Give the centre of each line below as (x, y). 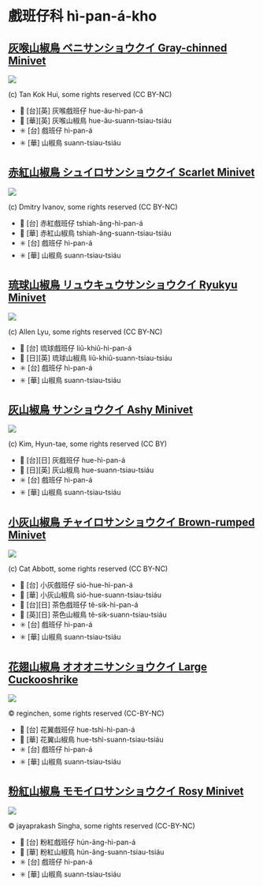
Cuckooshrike (43, 680)
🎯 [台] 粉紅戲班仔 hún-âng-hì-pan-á (78, 842)
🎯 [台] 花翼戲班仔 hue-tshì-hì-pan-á (77, 730)
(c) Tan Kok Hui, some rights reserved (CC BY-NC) (90, 94)
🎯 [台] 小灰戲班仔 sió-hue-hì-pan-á (76, 585)
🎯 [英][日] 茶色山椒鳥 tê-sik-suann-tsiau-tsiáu (93, 615)
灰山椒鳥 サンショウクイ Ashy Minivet (100, 410)
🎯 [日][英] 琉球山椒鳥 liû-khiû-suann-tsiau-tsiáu (96, 358)
